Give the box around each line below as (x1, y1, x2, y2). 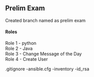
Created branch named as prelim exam (5, 17, 86, 23)
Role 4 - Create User (5, 56, 48, 62)
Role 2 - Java (5, 45, 33, 52)
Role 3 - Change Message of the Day (5, 51, 82, 57)
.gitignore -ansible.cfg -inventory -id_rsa (5, 66, 89, 72)
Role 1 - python (5, 40, 37, 46)
